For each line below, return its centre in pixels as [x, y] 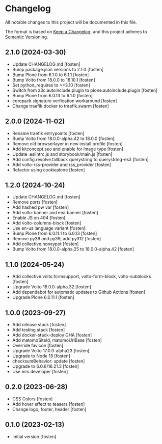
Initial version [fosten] [34, 436]
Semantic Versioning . [27, 37]
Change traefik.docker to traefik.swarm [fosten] [60, 106]
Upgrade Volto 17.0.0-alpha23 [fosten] [51, 351]
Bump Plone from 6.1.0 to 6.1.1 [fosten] [51, 75]
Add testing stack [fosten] [39, 330]
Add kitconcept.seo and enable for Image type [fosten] [68, 149]
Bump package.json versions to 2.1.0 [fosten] [58, 69]
